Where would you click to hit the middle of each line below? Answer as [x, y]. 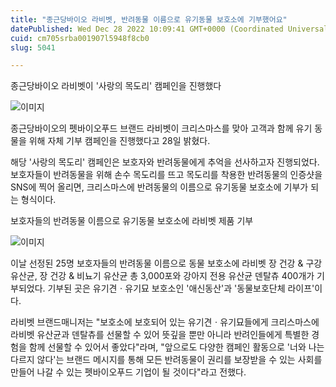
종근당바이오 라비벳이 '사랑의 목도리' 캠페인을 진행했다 [116, 86]
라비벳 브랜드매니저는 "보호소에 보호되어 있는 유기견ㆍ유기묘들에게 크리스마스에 [165, 322]
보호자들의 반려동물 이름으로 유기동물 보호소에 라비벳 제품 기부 [132, 221]
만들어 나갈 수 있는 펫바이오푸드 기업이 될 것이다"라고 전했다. [128, 372]
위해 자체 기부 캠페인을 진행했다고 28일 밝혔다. [119, 141]
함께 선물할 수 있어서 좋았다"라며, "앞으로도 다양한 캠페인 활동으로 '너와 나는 [176, 347]
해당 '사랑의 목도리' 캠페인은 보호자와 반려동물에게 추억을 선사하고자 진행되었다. [165, 162]
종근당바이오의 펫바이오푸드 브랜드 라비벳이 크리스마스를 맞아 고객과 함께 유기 [161, 128]
